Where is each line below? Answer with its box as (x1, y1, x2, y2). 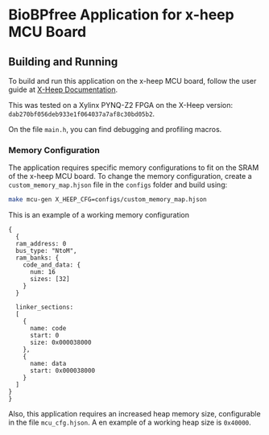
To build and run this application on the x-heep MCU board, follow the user (8, 77, 257, 85)
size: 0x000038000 (29, 338, 92, 347)
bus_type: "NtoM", (15, 247, 78, 255)
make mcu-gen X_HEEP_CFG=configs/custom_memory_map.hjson (8, 196, 207, 204)
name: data (29, 360, 67, 368)
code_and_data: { (23, 261, 81, 269)
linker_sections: (15, 304, 74, 312)
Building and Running (8, 55, 118, 68)
